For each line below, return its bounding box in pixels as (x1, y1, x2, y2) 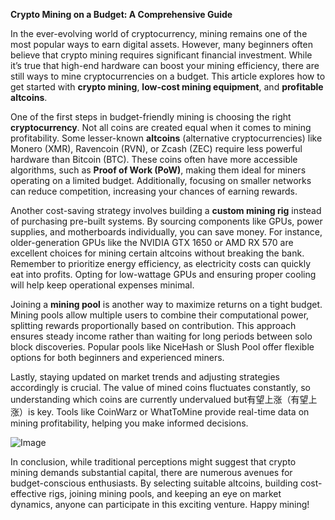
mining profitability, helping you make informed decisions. (10, 417, 249, 429)
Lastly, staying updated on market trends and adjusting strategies (10, 371, 280, 383)
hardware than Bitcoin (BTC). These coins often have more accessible (10, 154, 298, 165)
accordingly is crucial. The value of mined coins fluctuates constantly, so (10, 382, 311, 393)
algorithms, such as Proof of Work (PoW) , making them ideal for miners (10, 164, 307, 176)
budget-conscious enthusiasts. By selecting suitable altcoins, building (10, 477, 298, 489)
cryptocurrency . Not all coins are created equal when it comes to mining (10, 122, 312, 133)
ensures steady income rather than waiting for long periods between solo (10, 330, 313, 342)
